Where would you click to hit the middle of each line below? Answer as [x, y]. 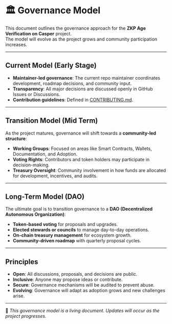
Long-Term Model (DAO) [45, 196]
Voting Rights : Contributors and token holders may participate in [81, 159]
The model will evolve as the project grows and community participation [81, 39]
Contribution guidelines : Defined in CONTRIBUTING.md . [73, 100]
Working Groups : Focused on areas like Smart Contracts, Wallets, [82, 148]
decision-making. [31, 165]
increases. [16, 44]
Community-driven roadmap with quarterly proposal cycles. [77, 241]
